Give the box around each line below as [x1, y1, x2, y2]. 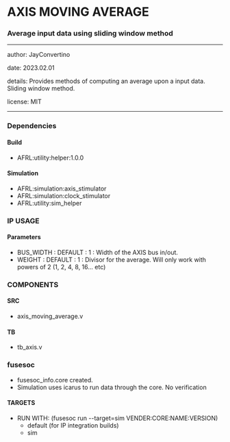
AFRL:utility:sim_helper [16, 199, 82, 207]
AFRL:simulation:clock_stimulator [16, 191, 111, 199]
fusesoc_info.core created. [16, 376, 94, 384]
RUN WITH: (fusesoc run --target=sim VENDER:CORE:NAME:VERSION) [16, 414, 218, 422]
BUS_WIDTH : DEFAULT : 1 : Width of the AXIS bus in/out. [16, 248, 179, 256]
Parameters [7, 233, 41, 241]
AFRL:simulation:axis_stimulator [16, 184, 107, 193]
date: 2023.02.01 [7, 64, 55, 72]
